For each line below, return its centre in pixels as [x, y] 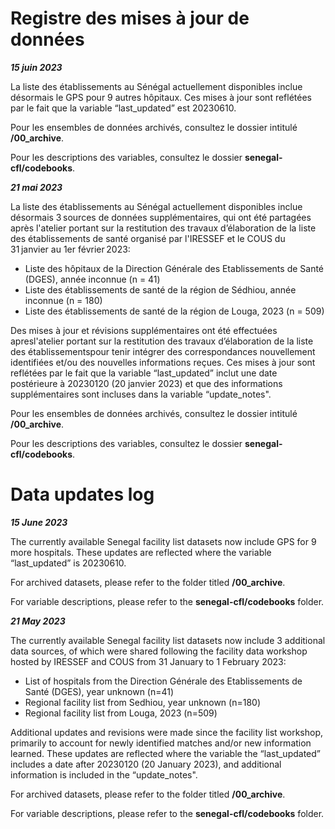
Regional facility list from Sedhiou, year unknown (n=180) [142, 702]
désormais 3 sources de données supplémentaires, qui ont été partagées [161, 217]
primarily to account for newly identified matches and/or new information [161, 743]
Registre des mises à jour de [130, 18]
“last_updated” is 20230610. [68, 563]
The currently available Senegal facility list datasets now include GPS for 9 [163, 541]
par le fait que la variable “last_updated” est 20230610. [123, 108]
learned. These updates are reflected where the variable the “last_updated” [165, 753]
